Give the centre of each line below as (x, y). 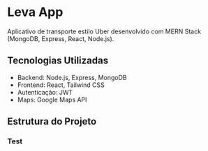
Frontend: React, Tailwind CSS (61, 85)
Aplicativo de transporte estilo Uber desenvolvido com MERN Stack (104, 31)
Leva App (35, 12)
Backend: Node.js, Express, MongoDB (72, 77)
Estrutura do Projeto (52, 121)
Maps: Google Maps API (52, 100)
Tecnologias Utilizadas (58, 61)
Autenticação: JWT (45, 92)
